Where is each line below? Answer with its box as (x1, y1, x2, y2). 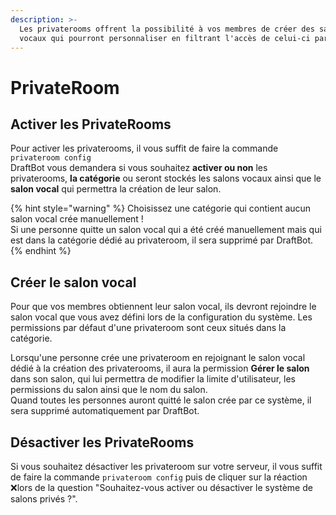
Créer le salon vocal (10, 274, 137, 291)
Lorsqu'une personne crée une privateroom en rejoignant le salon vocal (10, 352, 306, 364)
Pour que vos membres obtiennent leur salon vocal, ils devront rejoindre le (10, 301, 317, 313)
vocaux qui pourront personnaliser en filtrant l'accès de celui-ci (19, 33, 311, 43)
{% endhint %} (10, 245, 72, 257)
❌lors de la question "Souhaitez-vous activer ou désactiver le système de (10, 482, 313, 493)
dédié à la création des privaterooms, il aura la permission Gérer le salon (10, 362, 310, 375)
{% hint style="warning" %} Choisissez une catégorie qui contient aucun (10, 202, 312, 215)
